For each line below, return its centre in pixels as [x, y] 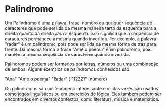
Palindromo [29, 9]
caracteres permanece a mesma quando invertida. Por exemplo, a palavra [81, 39]
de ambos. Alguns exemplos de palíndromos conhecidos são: [68, 69]
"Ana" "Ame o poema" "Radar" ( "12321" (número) [56, 79]
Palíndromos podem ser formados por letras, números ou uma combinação [82, 64]
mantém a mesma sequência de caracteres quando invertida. [68, 54]
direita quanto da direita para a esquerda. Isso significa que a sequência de [82, 33]
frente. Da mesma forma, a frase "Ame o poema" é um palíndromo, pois [78, 49]
